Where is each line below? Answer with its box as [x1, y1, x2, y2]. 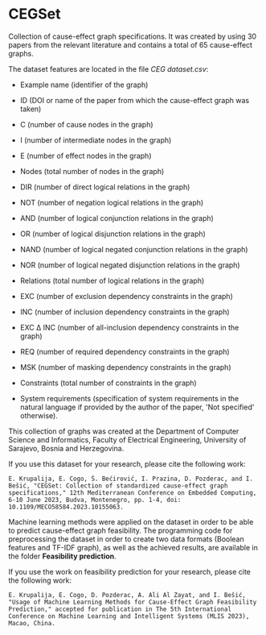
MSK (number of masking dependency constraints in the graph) [19, 362, 231, 371]
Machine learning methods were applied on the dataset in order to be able [8, 517, 254, 526]
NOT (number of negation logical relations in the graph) [19, 197, 204, 207]
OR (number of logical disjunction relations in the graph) [19, 229, 207, 239]
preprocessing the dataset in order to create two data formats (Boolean [8, 533, 244, 544]
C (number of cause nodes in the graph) [19, 119, 154, 129]
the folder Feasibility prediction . [8, 551, 117, 561]
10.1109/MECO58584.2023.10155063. [8, 503, 125, 511]
